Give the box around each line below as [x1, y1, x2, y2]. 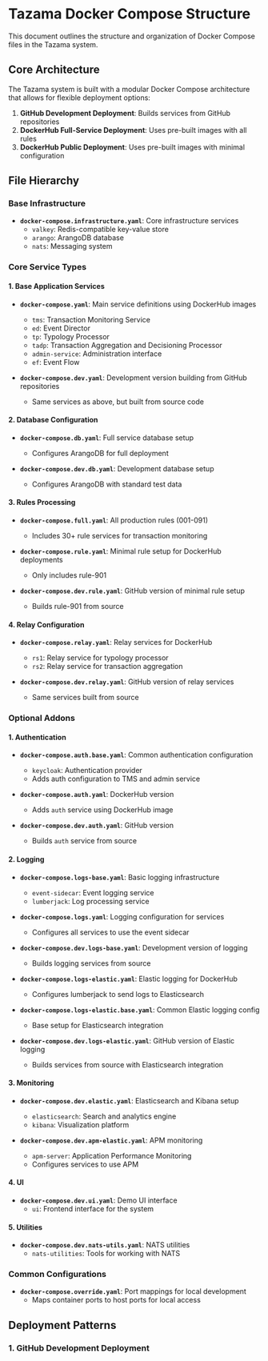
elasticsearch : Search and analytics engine [31, 1111, 177, 1121]
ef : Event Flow [31, 357, 80, 366]
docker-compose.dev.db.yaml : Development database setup [19, 463, 214, 473]
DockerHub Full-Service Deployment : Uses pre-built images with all [19, 125, 247, 134]
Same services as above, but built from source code [31, 397, 204, 406]
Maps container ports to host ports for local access [31, 1295, 202, 1305]
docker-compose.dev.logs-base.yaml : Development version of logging [19, 943, 248, 952]
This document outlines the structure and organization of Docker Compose [8, 31, 256, 41]
